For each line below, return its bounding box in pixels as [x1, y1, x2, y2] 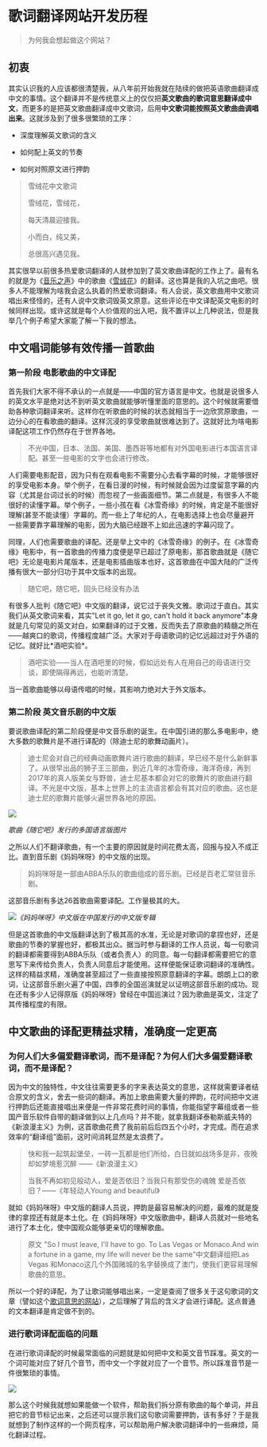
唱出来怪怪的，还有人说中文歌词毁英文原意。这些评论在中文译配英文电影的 [8, 296, 252, 305]
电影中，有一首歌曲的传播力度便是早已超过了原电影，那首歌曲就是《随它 [21, 547, 259, 556]
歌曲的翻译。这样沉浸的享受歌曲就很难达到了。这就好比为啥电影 [49, 416, 259, 427]
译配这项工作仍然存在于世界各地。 [8, 427, 120, 436]
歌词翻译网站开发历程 [8, 7, 149, 26]
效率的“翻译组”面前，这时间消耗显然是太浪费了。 [8, 1132, 168, 1142]
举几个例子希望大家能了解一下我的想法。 [8, 316, 141, 325]
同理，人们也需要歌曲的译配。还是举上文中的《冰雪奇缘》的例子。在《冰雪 [8, 537, 252, 547]
